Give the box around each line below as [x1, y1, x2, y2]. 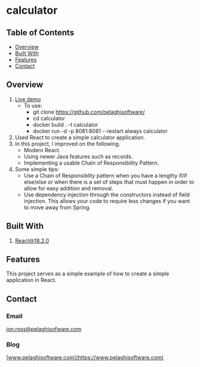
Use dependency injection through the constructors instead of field [23, 191, 190, 198]
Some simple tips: [14, 165, 59, 172]
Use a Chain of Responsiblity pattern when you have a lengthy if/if [23, 172, 187, 179]
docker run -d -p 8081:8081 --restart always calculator [32, 127, 168, 135]
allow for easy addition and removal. [23, 184, 114, 192]
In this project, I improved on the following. [14, 140, 121, 147]
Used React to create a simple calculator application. [14, 134, 146, 141]
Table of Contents [6, 28, 75, 38]
